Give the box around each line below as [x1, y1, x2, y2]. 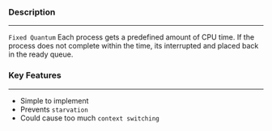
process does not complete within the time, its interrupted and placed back [8, 41, 259, 51]
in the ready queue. [8, 49, 74, 59]
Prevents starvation [19, 104, 89, 114]
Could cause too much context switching [19, 112, 159, 123]
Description [8, 6, 56, 18]
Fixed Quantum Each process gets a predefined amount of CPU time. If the [8, 32, 255, 42]
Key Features [8, 70, 62, 81]
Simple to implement [19, 95, 89, 105]
